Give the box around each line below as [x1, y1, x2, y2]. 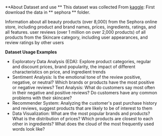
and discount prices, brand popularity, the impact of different [12, 64, 136, 69]
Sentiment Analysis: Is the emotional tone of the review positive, [12, 74, 142, 80]
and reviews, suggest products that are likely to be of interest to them [12, 105, 153, 111]
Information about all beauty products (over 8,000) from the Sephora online [5, 19, 158, 24]
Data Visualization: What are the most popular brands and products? [12, 111, 150, 116]
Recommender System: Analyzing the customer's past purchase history [12, 100, 158, 106]
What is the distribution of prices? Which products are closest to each [12, 116, 153, 121]
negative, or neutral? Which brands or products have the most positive [12, 79, 155, 85]
